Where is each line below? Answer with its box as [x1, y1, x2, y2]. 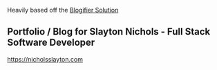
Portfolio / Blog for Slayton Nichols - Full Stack [7, 26, 211, 37]
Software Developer [7, 37, 95, 49]
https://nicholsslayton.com [7, 55, 83, 63]
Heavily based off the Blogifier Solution [7, 6, 119, 14]
